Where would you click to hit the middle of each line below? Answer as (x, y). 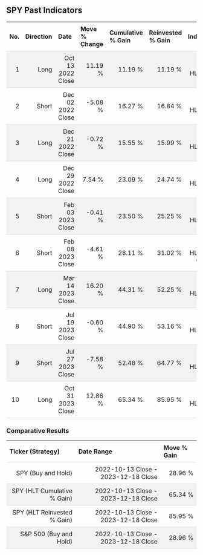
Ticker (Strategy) (35, 452)
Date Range (95, 452)
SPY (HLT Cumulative (42, 491)
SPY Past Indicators (44, 11)
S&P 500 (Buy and (46, 534)
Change (92, 44)
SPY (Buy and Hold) (44, 473)
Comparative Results (38, 430)
